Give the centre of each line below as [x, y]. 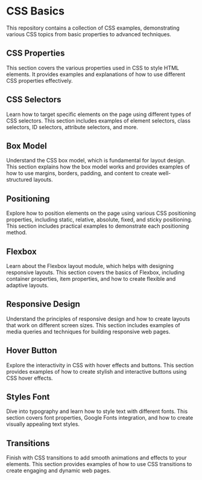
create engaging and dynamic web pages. [58, 471]
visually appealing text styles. [43, 424]
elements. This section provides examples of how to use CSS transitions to [99, 464]
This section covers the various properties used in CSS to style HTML [93, 68]
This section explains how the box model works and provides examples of [98, 167]
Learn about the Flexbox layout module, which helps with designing [90, 266]
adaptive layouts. [27, 285]
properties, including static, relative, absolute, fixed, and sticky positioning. [99, 220]
